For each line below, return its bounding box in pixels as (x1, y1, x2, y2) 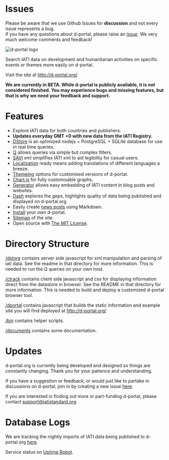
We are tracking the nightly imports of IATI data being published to (5, 433, 145, 439)
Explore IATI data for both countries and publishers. (12, 127, 122, 133)
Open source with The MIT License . (12, 220, 88, 226)
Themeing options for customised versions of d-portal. (12, 171, 129, 177)
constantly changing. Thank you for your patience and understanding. (5, 368, 153, 374)
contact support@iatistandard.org (5, 398, 77, 405)
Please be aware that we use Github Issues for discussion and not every (5, 20, 158, 26)
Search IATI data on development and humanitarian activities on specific (5, 56, 158, 62)
